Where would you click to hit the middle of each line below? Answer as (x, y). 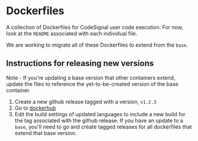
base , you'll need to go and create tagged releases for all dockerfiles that (103, 127)
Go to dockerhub (35, 108)
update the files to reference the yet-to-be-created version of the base (92, 84)
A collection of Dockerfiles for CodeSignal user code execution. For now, (95, 27)
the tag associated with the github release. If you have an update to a (99, 120)
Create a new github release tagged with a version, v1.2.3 (85, 101)
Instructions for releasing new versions (80, 63)
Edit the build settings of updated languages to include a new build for (100, 114)
